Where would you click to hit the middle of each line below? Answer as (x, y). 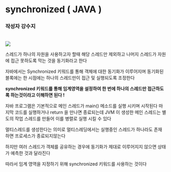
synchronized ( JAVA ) (54, 9)
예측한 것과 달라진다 (30, 153)
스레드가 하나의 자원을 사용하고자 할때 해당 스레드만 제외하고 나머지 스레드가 (81, 54)
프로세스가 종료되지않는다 (40, 136)
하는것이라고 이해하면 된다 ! (38, 95)
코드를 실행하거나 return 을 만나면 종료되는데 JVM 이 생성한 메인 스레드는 (88, 112)
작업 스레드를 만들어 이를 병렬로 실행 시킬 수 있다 (63, 119)
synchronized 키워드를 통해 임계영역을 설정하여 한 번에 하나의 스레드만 (76, 89)
